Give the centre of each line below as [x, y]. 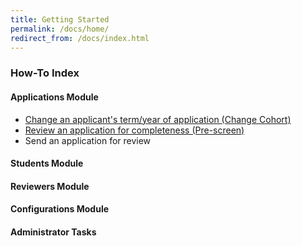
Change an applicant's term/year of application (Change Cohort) [158, 119]
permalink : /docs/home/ [60, 29]
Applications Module [54, 97]
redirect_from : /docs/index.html [80, 38]
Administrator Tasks [53, 232]
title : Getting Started [60, 19]
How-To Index [45, 73]
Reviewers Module [50, 186]
